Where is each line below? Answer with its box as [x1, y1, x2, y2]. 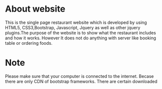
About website [5, 3, 66, 15]
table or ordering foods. [5, 40, 53, 46]
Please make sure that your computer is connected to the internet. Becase [5, 73, 154, 79]
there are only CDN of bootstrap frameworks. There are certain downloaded [5, 78, 158, 84]
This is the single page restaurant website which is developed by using [5, 19, 147, 25]
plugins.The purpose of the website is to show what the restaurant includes [5, 30, 156, 36]
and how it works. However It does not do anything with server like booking [5, 35, 157, 41]
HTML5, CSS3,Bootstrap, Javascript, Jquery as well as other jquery [5, 24, 141, 30]
